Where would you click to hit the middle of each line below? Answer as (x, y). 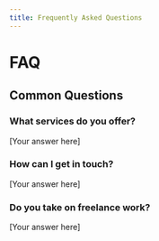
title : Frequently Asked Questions (76, 18)
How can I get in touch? (62, 164)
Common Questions (66, 96)
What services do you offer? (73, 121)
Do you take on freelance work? (80, 207)
